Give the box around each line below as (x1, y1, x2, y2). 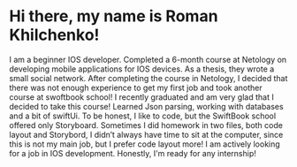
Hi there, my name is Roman (9, 6, 218, 27)
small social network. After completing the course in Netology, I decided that (9, 72, 288, 83)
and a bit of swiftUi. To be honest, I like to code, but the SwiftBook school (9, 110, 277, 121)
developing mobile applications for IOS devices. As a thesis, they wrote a (9, 64, 275, 74)
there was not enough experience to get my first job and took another (9, 82, 263, 93)
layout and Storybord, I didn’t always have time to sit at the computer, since (9, 129, 284, 140)
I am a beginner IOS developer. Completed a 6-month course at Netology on (9, 54, 287, 65)
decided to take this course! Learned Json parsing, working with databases (9, 101, 285, 111)
